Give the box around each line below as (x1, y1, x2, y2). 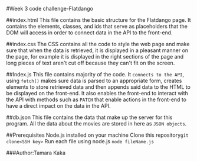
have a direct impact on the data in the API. (6, 102, 111, 109)
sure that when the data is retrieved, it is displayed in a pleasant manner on (6, 47, 189, 54)
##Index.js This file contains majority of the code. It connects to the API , (6, 71, 185, 78)
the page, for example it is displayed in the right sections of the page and (6, 53, 184, 60)
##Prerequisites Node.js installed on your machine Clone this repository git (6, 131, 189, 139)
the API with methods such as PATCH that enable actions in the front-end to (6, 96, 187, 103)
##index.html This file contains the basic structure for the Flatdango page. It (6, 17, 191, 23)
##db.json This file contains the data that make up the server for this (6, 114, 173, 121)
